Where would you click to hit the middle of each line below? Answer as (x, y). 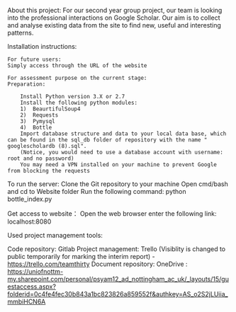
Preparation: (27, 84)
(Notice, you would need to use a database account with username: (122, 152)
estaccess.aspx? (32, 287)
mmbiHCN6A (27, 301)
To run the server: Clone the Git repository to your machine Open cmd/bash (118, 184)
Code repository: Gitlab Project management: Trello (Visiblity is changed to (117, 249)
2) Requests (39, 115)
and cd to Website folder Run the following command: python (97, 191)
